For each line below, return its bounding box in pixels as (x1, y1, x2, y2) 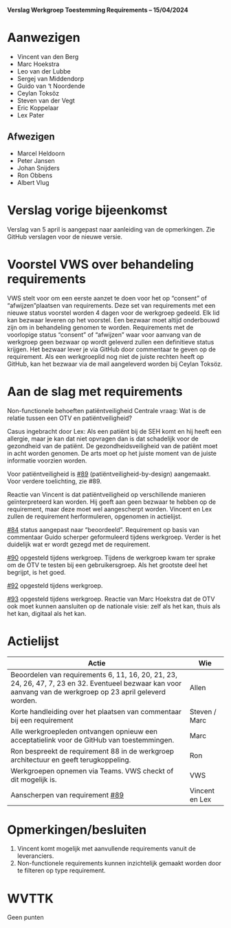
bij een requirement (10, 715, 74, 725)
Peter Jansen (16, 156, 55, 164)
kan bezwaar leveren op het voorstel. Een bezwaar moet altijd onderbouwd (7, 316, 220, 324)
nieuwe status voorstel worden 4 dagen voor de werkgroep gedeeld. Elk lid (7, 309, 220, 317)
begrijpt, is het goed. (7, 568, 67, 576)
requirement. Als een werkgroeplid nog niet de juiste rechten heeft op (7, 352, 204, 360)
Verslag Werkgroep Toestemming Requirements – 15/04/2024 (7, 6, 188, 14)
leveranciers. (16, 852, 54, 860)
